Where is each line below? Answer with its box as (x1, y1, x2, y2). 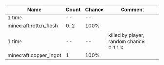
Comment (121, 6, 144, 13)
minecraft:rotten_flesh (7, 22, 58, 29)
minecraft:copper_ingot (7, 52, 61, 59)
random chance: (108, 38, 146, 45)
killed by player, (108, 32, 145, 38)
